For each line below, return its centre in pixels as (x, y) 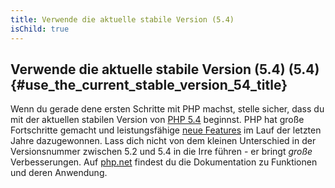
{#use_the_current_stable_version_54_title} (149, 84)
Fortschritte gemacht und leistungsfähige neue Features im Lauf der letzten (166, 130)
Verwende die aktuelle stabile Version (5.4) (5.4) (165, 69)
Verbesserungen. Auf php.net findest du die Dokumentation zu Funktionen (164, 162)
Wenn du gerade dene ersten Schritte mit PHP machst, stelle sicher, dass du (167, 109)
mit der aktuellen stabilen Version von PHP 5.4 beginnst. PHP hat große (157, 120)
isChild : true (40, 29)
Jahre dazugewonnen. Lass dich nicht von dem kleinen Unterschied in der (163, 141)
